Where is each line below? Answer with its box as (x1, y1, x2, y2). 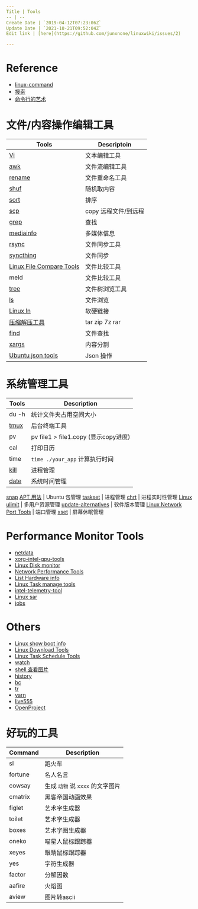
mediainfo (9, 229, 37, 237)
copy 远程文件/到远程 (85, 207, 145, 215)
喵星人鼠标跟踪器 (44, 837, 93, 846)
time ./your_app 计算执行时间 (31, 455, 114, 463)
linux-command (14, 81, 53, 88)
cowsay (9, 781, 31, 789)
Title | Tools (6, 8, 41, 15)
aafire (9, 881, 25, 889)
